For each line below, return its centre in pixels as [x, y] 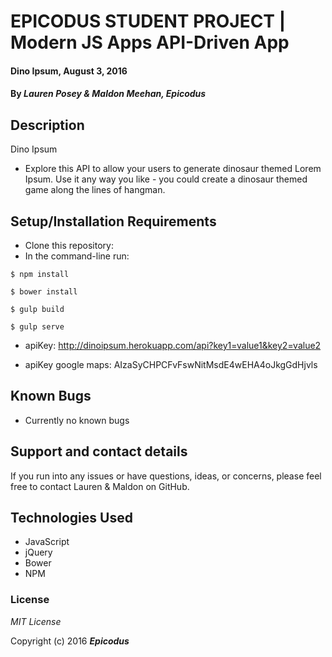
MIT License [36, 621]
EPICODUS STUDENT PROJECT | [148, 21]
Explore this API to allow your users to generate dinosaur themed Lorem [173, 169]
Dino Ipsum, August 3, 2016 [69, 71]
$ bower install [44, 292]
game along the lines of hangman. [95, 190]
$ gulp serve [37, 327]
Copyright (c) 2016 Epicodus [70, 641]
